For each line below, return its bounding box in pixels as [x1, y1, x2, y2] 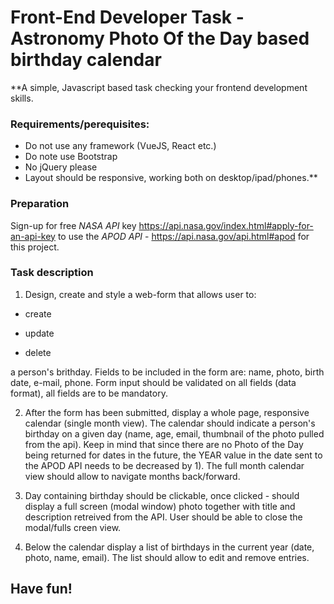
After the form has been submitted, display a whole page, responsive [24, 406, 310, 418]
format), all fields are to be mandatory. [10, 387, 168, 399]
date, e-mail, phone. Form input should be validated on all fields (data [10, 376, 297, 388]
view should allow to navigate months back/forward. [24, 470, 241, 482]
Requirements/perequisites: [10, 117, 150, 131]
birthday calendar [10, 49, 162, 71]
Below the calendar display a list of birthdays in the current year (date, [24, 541, 315, 553]
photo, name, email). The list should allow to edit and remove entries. [24, 551, 310, 563]
